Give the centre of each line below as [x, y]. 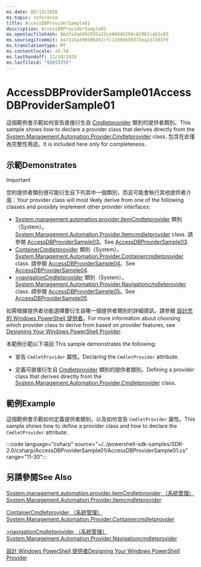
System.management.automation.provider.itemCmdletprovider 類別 [98, 219]
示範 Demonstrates [42, 165]
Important [18, 180]
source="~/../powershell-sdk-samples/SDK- [129, 444]
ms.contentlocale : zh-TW [37, 51]
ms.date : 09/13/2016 [32, 12]
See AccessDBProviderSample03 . [146, 242]
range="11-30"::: [27, 457]
